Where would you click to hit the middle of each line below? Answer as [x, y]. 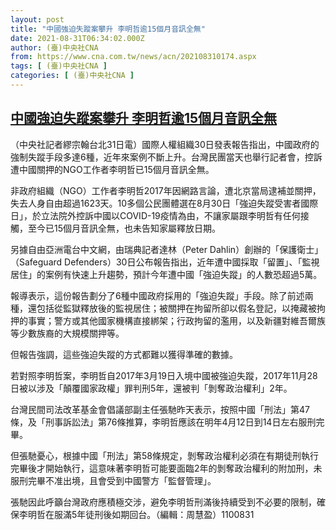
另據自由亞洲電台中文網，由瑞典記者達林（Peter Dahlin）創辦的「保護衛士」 [167, 249]
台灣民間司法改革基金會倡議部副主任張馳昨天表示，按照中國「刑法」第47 [160, 409]
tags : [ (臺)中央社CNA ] [59, 66]
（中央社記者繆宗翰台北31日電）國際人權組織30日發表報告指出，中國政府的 [165, 144]
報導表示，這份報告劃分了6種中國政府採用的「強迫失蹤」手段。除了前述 [157, 295]
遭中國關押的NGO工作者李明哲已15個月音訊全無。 [112, 169]
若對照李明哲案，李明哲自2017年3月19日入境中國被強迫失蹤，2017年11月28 [164, 375]
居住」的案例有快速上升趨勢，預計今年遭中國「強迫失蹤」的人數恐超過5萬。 [166, 274]
